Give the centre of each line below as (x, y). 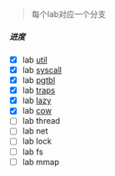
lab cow (37, 111)
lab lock (37, 141)
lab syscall (42, 70)
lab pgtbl (39, 80)
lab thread (41, 121)
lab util (35, 60)
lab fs (32, 152)
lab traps (39, 90)
